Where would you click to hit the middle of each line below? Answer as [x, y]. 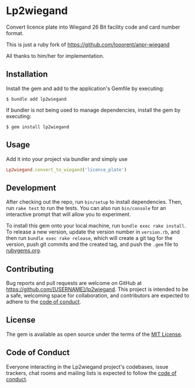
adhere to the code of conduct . [44, 302]
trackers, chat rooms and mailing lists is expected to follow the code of [91, 373]
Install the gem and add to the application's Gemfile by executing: [85, 88]
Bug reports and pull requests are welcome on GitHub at [74, 283]
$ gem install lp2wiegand [37, 127]
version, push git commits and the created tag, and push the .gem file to [92, 245]
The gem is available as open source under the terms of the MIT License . [94, 334]
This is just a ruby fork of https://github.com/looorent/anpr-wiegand [88, 44]
